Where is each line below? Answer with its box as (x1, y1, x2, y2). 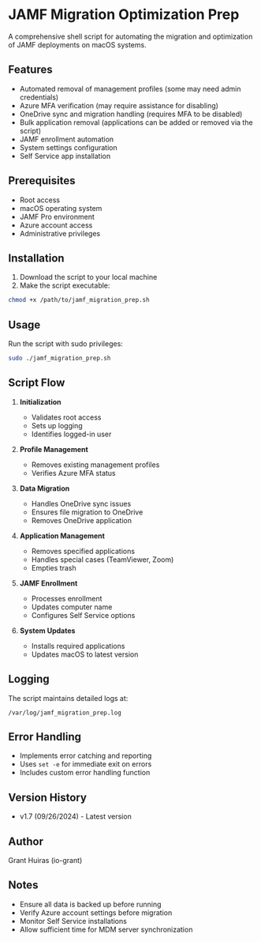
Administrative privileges (19, 228, 101, 238)
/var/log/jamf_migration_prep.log (8, 709, 122, 717)
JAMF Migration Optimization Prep (8, 6, 240, 24)
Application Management (19, 531, 105, 541)
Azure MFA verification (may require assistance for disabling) (19, 100, 219, 110)
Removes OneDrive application (31, 515, 132, 525)
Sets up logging (31, 420, 83, 430)
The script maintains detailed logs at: (8, 693, 129, 703)
